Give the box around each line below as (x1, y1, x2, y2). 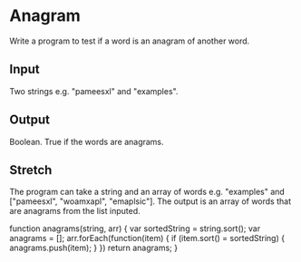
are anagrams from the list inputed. (9, 206, 141, 217)
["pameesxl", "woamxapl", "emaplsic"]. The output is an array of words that (9, 196, 292, 207)
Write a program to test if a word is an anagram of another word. (9, 35, 250, 46)
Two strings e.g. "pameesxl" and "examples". (9, 85, 179, 96)
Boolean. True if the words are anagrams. (9, 136, 165, 147)
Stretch (9, 162, 53, 178)
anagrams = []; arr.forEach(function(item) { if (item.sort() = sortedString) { (9, 233, 286, 244)
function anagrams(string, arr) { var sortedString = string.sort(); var (9, 223, 261, 234)
